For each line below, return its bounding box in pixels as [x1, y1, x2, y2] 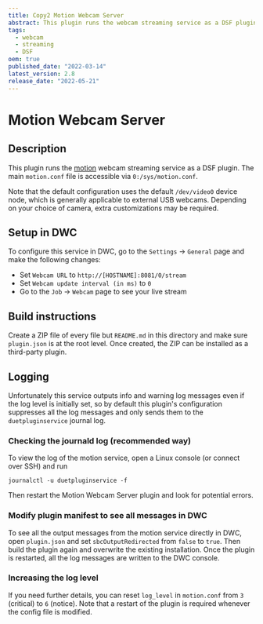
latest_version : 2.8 [8, 70, 76, 78]
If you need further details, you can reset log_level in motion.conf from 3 [8, 590, 244, 600]
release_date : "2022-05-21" [8, 77, 100, 85]
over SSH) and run [8, 462, 68, 471]
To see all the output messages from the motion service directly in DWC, [8, 527, 243, 538]
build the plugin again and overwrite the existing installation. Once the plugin [8, 545, 255, 554]
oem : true [8, 56, 41, 64]
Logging [8, 370, 49, 383]
